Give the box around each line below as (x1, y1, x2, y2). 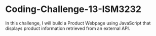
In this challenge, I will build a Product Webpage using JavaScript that (5, 20, 151, 26)
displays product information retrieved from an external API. (5, 25, 130, 31)
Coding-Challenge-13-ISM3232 (5, 3, 142, 15)
